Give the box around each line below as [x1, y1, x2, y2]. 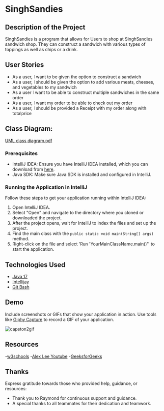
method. [12, 236, 29, 242]
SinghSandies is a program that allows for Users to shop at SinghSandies [5, 36, 153, 42]
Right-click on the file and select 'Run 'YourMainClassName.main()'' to [12, 241, 155, 247]
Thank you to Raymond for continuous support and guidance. [12, 395, 137, 401]
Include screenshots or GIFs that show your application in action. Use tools [5, 311, 157, 317]
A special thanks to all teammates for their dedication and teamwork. [12, 401, 151, 407]
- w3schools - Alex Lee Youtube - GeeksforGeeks [5, 353, 102, 359]
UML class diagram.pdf [5, 138, 53, 144]
